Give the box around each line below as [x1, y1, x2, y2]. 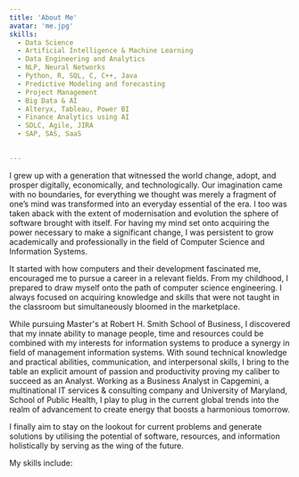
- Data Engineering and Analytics [17, 54, 145, 63]
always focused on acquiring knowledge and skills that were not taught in [9, 291, 279, 302]
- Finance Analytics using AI [17, 113, 129, 121]
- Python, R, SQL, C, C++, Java [17, 71, 138, 80]
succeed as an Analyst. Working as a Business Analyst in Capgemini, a [9, 375, 270, 386]
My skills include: [9, 457, 73, 468]
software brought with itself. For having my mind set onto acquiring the [9, 217, 270, 228]
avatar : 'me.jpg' [9, 21, 74, 30]
